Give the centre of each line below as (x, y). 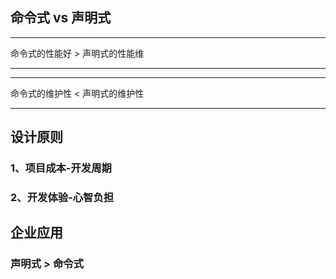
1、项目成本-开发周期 (61, 168)
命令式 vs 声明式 (61, 18)
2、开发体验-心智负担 (62, 198)
